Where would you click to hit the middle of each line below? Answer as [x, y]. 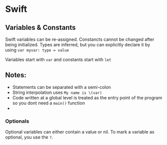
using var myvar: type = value [37, 50]
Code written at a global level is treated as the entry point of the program [87, 97]
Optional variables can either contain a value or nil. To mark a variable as [80, 132]
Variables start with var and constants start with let [58, 60]
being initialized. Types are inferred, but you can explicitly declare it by [78, 45]
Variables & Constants [41, 28]
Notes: [16, 75]
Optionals [17, 121]
